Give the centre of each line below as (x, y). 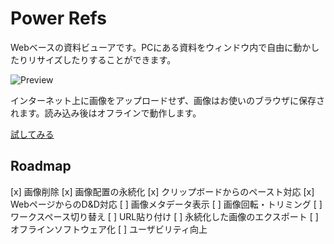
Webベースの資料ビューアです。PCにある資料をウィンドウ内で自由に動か (161, 47)
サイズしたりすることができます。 (106, 59)
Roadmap (41, 166)
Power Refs (58, 18)
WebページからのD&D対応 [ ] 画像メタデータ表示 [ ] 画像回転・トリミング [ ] (166, 204)
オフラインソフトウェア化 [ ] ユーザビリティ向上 (109, 229)
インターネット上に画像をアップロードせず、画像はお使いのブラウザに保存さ (168, 100)
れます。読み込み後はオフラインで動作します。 (106, 113)
